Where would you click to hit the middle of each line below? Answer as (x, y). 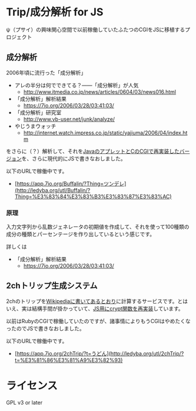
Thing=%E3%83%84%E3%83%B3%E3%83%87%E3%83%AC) (93, 196)
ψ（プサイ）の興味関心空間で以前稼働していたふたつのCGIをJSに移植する (96, 29)
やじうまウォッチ (35, 126)
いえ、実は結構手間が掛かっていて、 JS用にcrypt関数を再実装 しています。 (95, 308)
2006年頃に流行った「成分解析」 (46, 73)
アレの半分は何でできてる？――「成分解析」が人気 (77, 85)
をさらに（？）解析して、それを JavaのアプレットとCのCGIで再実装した (93, 151)
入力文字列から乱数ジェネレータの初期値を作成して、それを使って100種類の (98, 227)
